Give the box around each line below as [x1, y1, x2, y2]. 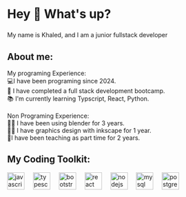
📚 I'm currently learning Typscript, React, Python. [7, 94, 149, 103]
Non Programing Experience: [7, 112, 90, 120]
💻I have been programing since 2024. [7, 76, 116, 85]
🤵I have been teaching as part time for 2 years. [7, 134, 141, 142]
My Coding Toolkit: [7, 154, 91, 165]
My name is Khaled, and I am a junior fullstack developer [7, 31, 168, 39]
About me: [7, 51, 54, 63]
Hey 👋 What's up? [7, 6, 112, 22]
